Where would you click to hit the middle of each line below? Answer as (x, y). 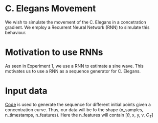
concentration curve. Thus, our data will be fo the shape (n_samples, (74, 110)
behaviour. (16, 32)
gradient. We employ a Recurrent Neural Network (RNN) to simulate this (78, 27)
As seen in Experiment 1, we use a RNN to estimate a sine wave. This (74, 66)
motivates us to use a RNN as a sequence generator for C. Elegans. (73, 71)
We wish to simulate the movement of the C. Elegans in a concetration (76, 22)
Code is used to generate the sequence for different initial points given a (78, 104)
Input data (26, 91)
